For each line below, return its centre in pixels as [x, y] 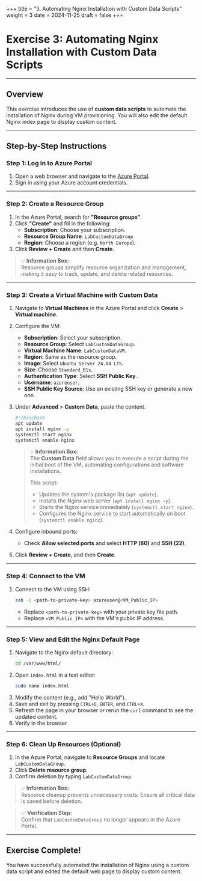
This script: [44, 483]
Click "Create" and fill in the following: [63, 223]
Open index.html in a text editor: [55, 675]
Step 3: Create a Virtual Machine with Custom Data [82, 295]
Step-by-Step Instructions [57, 146]
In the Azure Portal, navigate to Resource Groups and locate [90, 757]
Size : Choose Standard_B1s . [58, 370]
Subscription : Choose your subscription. [75, 230]
